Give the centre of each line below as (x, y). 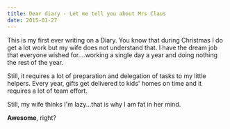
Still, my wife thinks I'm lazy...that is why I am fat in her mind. (94, 104)
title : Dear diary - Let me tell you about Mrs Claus (87, 14)
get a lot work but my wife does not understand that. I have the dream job (112, 47)
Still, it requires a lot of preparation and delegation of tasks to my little (107, 76)
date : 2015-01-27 (32, 20)
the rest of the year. (35, 62)
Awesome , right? (32, 117)
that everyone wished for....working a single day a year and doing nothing (112, 55)
